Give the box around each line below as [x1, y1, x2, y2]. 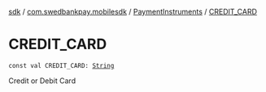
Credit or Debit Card [8, 76, 76, 86]
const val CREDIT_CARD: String [8, 61, 115, 69]
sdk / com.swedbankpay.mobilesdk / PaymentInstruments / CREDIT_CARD [8, 7, 258, 16]
